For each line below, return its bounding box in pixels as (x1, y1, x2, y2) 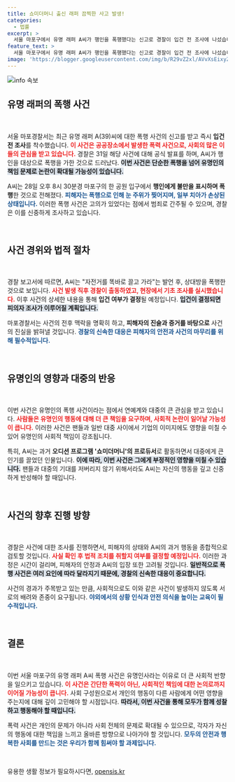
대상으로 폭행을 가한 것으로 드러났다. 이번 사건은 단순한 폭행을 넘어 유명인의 (20, 158, 225, 167)
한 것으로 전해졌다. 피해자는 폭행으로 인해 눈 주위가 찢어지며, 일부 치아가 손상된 (13, 191, 225, 199)
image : (7, 56, 27, 63)
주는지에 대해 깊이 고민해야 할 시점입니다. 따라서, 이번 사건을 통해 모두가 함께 (7, 697, 215, 706)
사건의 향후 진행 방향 (7, 509, 90, 521)
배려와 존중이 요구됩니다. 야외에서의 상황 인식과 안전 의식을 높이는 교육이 (20, 593, 217, 601)
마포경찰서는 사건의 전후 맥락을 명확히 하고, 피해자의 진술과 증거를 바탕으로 (7, 319, 210, 327)
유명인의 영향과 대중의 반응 (7, 372, 115, 384)
